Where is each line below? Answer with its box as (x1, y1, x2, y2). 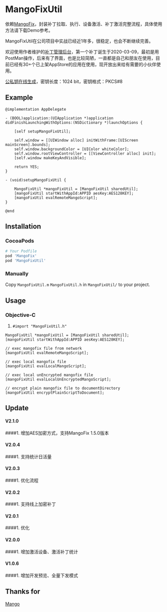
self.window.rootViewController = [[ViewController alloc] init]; (14, 151, 156, 156)
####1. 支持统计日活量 (5, 453, 52, 459)
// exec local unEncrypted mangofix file (5, 372, 94, 378)
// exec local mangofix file (5, 359, 66, 364)
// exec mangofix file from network (5, 346, 82, 351)
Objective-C (5, 311, 36, 318)
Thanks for (5, 587, 40, 596)
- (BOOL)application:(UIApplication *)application (5, 115, 114, 121)
